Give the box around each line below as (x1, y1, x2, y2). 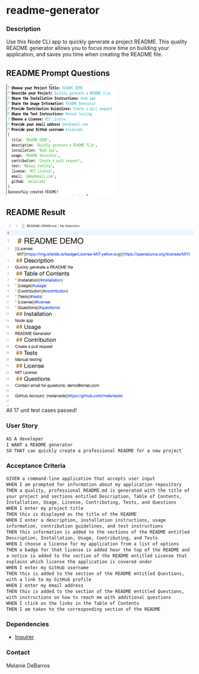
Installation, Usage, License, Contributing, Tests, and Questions (6, 499, 177, 505)
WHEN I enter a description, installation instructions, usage (6, 517, 166, 523)
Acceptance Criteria (6, 461, 66, 470)
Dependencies (6, 620, 49, 628)
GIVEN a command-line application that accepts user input (6, 476, 156, 482)
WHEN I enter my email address (6, 583, 84, 588)
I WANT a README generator (6, 442, 73, 448)
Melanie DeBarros (6, 662, 50, 669)
